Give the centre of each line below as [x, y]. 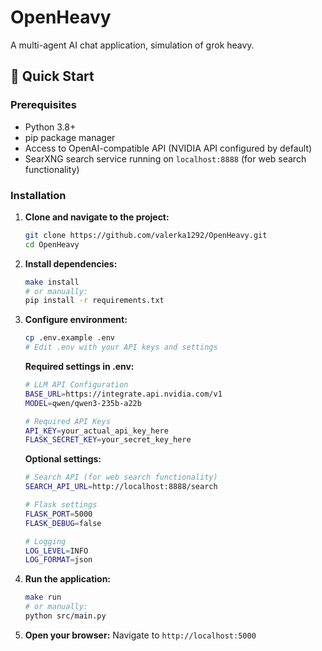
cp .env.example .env [69, 338]
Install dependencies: [71, 263]
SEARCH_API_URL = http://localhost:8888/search [121, 487]
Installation [38, 195]
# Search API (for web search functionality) [121, 477]
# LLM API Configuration [76, 385]
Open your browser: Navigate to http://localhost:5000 [140, 635]
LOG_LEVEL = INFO [56, 551]
